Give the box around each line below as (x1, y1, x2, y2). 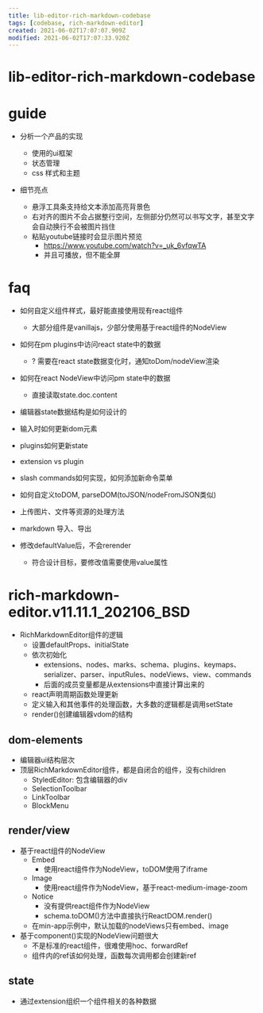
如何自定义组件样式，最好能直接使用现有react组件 (19, 306, 184, 315)
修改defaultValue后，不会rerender (19, 541, 131, 551)
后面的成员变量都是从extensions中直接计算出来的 (43, 680, 205, 690)
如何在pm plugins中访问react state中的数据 (19, 339, 161, 350)
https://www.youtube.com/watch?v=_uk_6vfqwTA (43, 241, 207, 250)
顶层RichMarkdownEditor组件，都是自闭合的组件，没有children (19, 765, 226, 775)
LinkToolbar (31, 792, 71, 802)
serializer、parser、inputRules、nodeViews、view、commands (43, 670, 252, 679)
